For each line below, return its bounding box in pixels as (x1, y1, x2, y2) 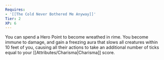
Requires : (5, 7, 26, 12)
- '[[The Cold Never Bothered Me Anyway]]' (5, 12, 96, 17)
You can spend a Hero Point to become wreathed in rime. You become (5, 34, 149, 40)
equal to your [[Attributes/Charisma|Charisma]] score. (5, 50, 115, 56)
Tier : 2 (5, 16, 21, 21)
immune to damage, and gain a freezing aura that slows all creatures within (5, 40, 158, 45)
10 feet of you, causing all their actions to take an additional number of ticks (5, 44, 160, 50)
